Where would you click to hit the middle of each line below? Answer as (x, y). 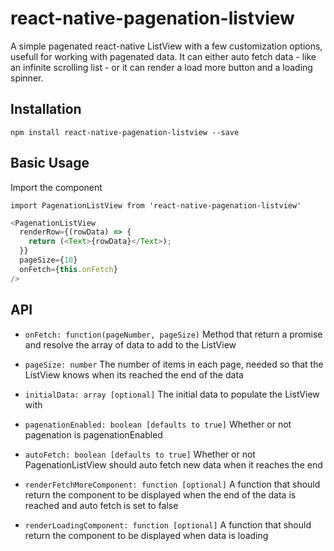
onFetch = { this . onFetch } (68, 269)
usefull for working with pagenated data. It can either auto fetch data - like (163, 56)
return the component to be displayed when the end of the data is (160, 494)
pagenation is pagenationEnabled (93, 434)
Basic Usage (50, 163)
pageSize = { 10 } (48, 260)
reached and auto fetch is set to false (101, 505)
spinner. (27, 78)
